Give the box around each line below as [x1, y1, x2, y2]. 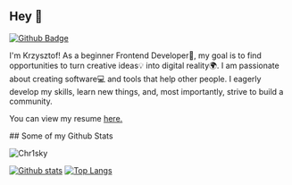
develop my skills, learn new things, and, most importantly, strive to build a [9, 86, 284, 97]
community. [9, 96, 53, 106]
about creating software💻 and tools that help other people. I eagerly [9, 73, 262, 84]
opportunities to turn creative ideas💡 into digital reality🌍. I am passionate [9, 60, 279, 71]
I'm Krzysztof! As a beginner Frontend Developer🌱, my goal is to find [9, 50, 262, 61]
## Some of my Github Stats [9, 130, 113, 141]
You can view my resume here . [9, 113, 123, 123]
